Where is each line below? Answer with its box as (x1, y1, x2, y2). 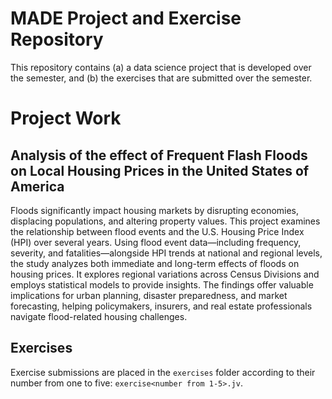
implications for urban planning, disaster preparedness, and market (10, 289, 288, 301)
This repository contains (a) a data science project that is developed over (10, 61, 312, 73)
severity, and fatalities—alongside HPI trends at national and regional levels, (10, 247, 323, 259)
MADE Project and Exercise (10, 7, 242, 30)
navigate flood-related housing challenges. (10, 310, 188, 322)
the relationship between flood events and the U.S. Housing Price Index (10, 225, 305, 237)
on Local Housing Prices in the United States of (10, 162, 310, 179)
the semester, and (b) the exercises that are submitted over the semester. (10, 72, 313, 84)
